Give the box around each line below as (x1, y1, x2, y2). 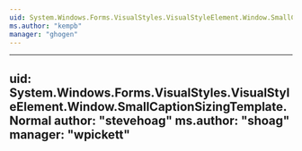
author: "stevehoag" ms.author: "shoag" (53, 113, 290, 128)
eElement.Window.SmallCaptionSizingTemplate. (9, 99, 288, 114)
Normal (9, 113, 52, 128)
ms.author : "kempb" (9, 21, 83, 30)
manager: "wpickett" (9, 127, 130, 142)
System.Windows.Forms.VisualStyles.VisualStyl (9, 85, 290, 100)
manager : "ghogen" (9, 29, 78, 38)
